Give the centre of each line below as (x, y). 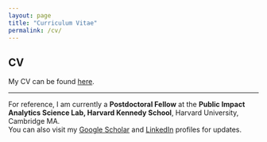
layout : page (30, 15)
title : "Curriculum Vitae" (53, 23)
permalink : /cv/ (35, 30)
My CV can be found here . (52, 82)
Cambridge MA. (34, 121)
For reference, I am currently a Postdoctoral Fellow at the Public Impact (127, 105)
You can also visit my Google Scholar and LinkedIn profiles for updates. (125, 130)
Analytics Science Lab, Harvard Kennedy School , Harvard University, (124, 113)
